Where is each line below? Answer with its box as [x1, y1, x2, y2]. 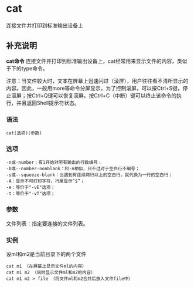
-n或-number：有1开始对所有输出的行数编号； [6, 160, 103, 166]
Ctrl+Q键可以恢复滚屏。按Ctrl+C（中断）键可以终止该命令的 [31, 92, 177, 99]
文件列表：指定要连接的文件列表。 [6, 220, 89, 227]
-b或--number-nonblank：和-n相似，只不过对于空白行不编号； [6, 166, 140, 172]
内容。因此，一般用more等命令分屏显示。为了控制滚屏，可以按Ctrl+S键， [6, 85, 183, 92]
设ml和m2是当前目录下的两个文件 [6, 250, 87, 257]
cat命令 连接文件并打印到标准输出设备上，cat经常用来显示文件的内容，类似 [6, 58, 188, 65]
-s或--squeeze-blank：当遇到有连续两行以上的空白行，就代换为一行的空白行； [6, 172, 173, 178]
